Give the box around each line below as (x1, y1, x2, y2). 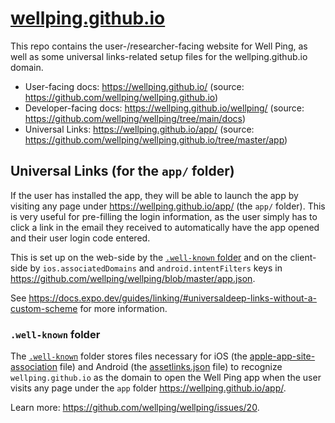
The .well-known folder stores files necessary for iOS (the (10, 350, 248, 362)
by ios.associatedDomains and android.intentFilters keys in (29, 262, 283, 274)
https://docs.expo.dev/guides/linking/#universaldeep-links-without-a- (28, 292, 318, 304)
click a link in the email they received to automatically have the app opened (10, 221, 320, 233)
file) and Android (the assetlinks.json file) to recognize (59, 361, 283, 373)
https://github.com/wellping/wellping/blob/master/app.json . (10, 272, 256, 284)
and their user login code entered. (10, 232, 151, 244)
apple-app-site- (249, 350, 316, 362)
